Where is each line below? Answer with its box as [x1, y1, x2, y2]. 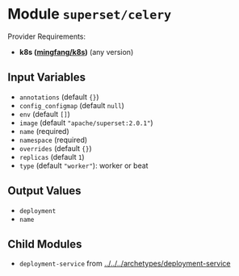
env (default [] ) [19, 109, 70, 119]
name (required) [19, 126, 69, 136]
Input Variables [7, 70, 86, 85]
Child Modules [7, 237, 82, 251]
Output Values [7, 184, 82, 198]
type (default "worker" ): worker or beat [19, 161, 149, 170]
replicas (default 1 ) [19, 152, 86, 161]
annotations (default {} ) [19, 92, 99, 102]
